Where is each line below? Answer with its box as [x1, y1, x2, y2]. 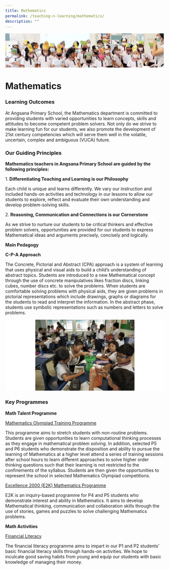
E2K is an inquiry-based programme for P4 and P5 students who [5, 492, 139, 498]
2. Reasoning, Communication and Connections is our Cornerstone [5, 211, 148, 217]
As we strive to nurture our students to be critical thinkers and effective [5, 221, 153, 227]
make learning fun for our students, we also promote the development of [5, 126, 156, 132]
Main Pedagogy [5, 242, 39, 248]
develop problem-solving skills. [5, 202, 70, 208]
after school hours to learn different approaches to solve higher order [5, 457, 149, 463]
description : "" [5, 19, 39, 24]
